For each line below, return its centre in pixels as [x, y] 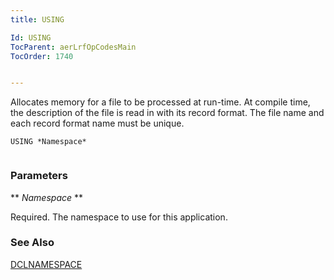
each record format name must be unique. [97, 123]
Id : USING [31, 37]
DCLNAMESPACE [46, 264]
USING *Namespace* [48, 142]
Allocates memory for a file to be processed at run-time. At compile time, [160, 102]
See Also [32, 243]
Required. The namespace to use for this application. [119, 217]
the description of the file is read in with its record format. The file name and [167, 113]
